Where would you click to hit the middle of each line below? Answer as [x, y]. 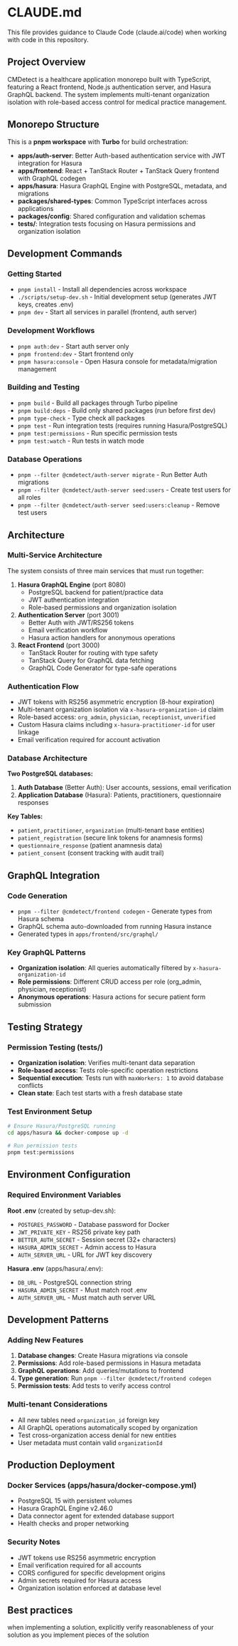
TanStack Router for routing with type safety [93, 652]
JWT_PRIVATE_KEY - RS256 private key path [79, 1232]
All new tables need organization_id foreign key [88, 1420]
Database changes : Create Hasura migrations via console [103, 1356]
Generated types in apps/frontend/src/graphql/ [88, 934]
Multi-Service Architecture [55, 555]
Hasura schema [40, 919]
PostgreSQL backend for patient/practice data [96, 592]
